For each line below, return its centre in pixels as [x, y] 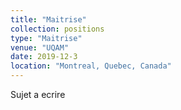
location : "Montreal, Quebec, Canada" [91, 66]
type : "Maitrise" [46, 38]
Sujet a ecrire [38, 94]
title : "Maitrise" [48, 19]
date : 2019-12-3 [44, 57]
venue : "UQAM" [40, 47]
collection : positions [57, 29]
